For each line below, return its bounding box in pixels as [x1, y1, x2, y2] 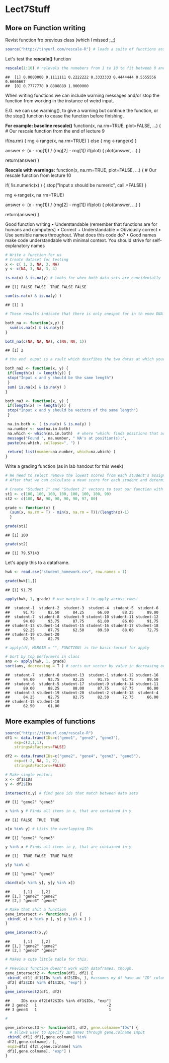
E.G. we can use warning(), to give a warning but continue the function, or [5, 107, 158, 113]
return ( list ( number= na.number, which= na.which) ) [7, 450, 116, 455]
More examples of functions [5, 717, 96, 726]
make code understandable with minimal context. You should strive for [5, 237, 151, 243]
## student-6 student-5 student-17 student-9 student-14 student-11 [5, 681, 158, 686]
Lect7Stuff [5, 4, 50, 15]
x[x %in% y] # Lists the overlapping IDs [5, 827, 94, 832]
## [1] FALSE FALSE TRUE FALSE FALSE [5, 285, 87, 290]
